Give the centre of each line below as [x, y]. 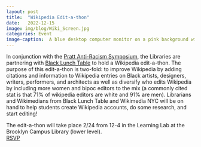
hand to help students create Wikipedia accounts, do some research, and [96, 107]
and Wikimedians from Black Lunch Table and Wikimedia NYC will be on [95, 101]
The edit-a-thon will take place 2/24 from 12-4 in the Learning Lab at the [96, 125]
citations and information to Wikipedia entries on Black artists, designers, [96, 76]
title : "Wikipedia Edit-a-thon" [48, 17]
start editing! [22, 114]
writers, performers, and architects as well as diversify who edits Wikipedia [99, 82]
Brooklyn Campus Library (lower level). [54, 131]
